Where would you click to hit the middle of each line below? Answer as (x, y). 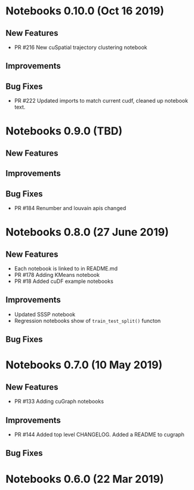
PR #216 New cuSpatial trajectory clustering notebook (81, 47)
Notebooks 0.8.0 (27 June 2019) (87, 232)
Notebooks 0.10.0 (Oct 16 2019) (85, 11)
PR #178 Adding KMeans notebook (57, 275)
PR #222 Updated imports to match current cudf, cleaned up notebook (101, 101)
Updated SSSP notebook (45, 314)
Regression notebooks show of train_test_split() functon (87, 320)
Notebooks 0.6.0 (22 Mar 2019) (85, 479)
